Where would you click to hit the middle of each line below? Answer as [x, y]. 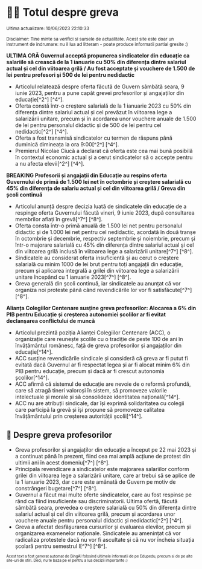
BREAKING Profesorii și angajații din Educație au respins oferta [87, 175]
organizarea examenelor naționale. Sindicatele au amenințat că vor [98, 533]
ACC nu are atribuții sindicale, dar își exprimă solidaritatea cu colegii [99, 403]
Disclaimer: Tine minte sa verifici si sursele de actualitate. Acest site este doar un [90, 39]
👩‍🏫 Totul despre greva [63, 12]
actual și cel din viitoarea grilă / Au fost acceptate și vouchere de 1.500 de [101, 68]
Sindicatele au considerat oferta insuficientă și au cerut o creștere [97, 258]
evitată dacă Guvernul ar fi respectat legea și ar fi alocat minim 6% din [102, 365]
